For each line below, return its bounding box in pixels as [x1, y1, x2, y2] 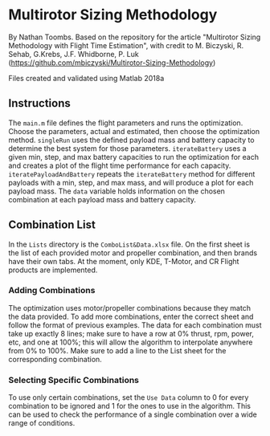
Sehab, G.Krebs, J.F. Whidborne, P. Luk [8, 49, 139, 59]
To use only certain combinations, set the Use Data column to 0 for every [8, 393, 249, 402]
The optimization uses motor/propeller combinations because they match [8, 303, 252, 312]
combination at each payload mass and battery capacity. [8, 194, 197, 204]
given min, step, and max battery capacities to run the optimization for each [8, 152, 260, 161]
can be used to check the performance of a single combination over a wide [8, 410, 257, 419]
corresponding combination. [8, 354, 102, 364]
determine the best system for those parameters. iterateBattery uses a [8, 143, 247, 153]
